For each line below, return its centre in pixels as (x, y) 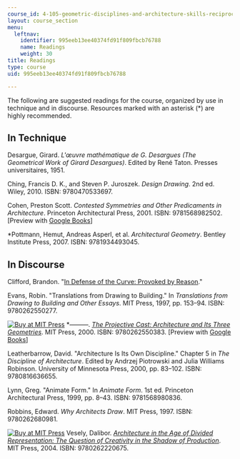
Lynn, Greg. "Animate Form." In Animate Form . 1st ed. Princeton (101, 390)
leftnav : (27, 34)
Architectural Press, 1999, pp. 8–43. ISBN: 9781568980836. (95, 398)
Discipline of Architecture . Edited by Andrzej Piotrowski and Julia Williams (116, 361)
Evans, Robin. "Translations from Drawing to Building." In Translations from (118, 296)
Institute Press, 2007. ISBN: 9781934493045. (74, 242)
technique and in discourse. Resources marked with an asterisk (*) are (111, 108)
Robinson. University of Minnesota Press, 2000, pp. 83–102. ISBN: (105, 369)
